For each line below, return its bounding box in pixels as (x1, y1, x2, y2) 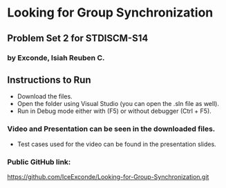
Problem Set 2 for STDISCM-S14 (7, 32, 149, 44)
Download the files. (17, 92, 73, 101)
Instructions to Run (7, 74, 91, 85)
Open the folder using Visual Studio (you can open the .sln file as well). (17, 100, 220, 108)
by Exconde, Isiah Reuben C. (7, 53, 105, 63)
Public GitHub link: (7, 157, 71, 167)
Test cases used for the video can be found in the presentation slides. (17, 140, 216, 148)
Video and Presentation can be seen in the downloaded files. (7, 124, 216, 134)
